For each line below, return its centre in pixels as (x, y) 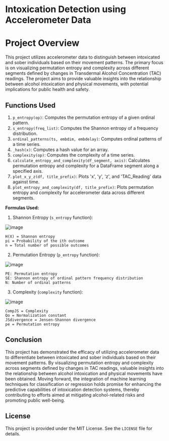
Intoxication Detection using (66, 9)
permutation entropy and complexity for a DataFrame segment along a (86, 166)
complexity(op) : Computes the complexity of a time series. (74, 155)
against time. (26, 182)
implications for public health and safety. (47, 89)
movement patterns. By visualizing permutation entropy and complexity (79, 363)
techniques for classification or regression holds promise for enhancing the (83, 384)
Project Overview (42, 43)
